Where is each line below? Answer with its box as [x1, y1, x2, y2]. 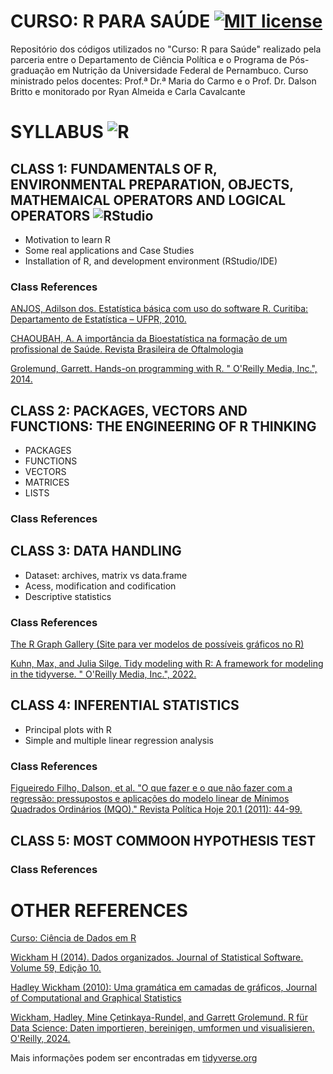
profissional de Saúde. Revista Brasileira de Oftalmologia [10, 343, 244, 355]
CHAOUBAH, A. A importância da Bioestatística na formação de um [10, 333, 288, 345]
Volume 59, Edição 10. [10, 962, 102, 974]
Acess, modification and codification [24, 580, 177, 592]
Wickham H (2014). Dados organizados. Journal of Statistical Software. [10, 951, 304, 964]
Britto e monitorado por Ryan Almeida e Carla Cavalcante [10, 85, 246, 97]
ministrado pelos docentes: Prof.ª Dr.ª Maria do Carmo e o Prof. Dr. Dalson [10, 75, 317, 87]
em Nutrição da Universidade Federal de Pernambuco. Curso [56, 64, 309, 76]
